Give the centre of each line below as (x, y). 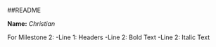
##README (24, 10)
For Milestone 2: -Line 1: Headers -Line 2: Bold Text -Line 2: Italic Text (109, 37)
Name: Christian (31, 23)
